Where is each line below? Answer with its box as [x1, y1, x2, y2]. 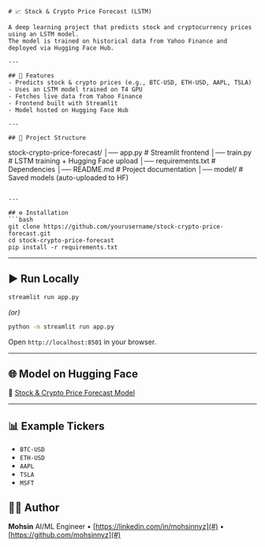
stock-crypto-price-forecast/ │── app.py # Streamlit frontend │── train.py [8, 148, 252, 157]
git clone [8, 223, 41, 230]
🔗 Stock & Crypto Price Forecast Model [8, 388, 136, 398]
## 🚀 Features [8, 72, 55, 80]
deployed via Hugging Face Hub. [8, 44, 114, 52]
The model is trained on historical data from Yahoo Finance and [8, 37, 227, 45]
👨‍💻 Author [8, 500, 60, 514]
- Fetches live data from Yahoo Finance [8, 92, 144, 100]
